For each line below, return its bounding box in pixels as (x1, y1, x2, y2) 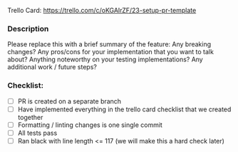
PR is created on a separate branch (17, 96, 122, 106)
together (17, 113, 43, 121)
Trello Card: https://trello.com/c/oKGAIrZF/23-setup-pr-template (7, 6, 197, 14)
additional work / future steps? (7, 63, 98, 71)
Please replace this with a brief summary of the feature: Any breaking (7, 40, 212, 49)
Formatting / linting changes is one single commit (17, 121, 162, 129)
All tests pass (17, 128, 58, 137)
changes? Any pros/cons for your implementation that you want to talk (7, 48, 214, 56)
